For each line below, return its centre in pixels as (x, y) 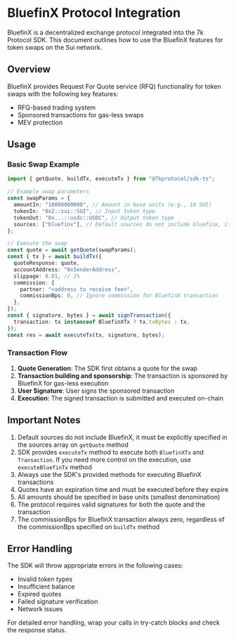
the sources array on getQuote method (73, 445)
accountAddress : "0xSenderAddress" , (67, 269)
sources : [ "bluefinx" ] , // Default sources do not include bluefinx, (117, 224)
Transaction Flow (38, 353)
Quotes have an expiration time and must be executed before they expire (123, 489)
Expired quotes (39, 594)
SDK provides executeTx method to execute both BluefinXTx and (110, 452)
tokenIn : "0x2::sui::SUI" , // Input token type (85, 211)
